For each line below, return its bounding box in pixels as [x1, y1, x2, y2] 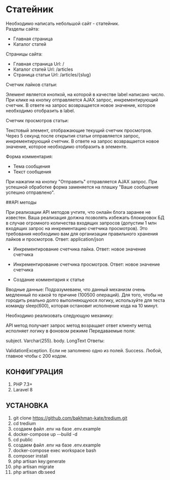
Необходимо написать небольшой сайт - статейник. [6, 20, 120, 26]
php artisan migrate [13, 463, 54, 469]
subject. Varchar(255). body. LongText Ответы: [6, 337, 105, 344]
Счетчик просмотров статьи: [6, 117, 69, 123]
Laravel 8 [13, 386, 33, 392]
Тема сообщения [13, 163, 50, 169]
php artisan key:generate [13, 458, 66, 464]
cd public [13, 436, 33, 442]
